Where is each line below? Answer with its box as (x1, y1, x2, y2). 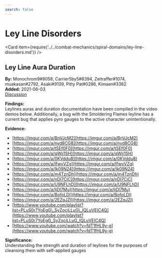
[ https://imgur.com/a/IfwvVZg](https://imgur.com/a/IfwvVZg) (12, 161, 134, 167)
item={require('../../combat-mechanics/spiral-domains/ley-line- (18, 44, 144, 50)
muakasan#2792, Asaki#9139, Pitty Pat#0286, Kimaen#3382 (5, 81, 127, 87)
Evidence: (5, 126, 26, 131)
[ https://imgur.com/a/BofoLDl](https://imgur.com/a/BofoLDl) (12, 192, 132, 198)
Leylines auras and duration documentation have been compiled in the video (5, 106, 158, 112)
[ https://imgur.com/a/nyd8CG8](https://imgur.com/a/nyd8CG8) (12, 140, 138, 146)
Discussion (5, 92, 27, 97)
